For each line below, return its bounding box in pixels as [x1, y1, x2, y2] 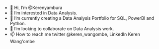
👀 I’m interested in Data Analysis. [9, 10, 78, 16]
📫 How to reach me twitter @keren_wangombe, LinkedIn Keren [9, 31, 140, 37]
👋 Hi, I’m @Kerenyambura [9, 5, 63, 10]
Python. [9, 20, 26, 26]
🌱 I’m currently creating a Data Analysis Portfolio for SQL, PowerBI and [9, 15, 155, 21]
